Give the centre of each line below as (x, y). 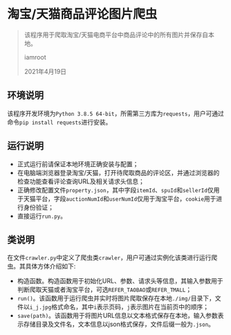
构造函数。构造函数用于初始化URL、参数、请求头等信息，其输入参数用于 (120, 281)
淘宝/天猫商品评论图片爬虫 (82, 14)
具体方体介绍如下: (50, 266)
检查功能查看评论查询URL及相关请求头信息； (81, 181)
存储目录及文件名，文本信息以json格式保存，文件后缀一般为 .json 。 (119, 324)
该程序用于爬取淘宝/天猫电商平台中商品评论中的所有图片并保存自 (116, 35)
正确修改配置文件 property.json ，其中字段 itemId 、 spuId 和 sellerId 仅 (115, 190)
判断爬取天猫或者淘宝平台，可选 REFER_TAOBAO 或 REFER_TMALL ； (104, 290)
